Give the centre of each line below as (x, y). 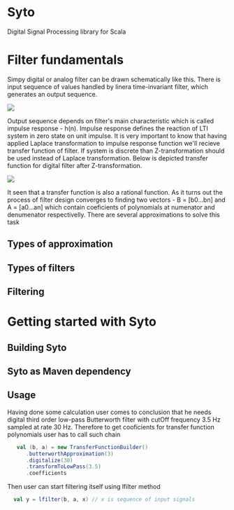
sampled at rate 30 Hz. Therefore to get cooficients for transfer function (111, 427)
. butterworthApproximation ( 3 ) (70, 454)
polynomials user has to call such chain (64, 434)
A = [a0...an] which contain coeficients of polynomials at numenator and (111, 207)
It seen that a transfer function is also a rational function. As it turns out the (115, 192)
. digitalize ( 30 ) (49, 460)
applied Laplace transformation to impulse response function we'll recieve (114, 143)
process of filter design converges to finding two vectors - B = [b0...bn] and (116, 200)
